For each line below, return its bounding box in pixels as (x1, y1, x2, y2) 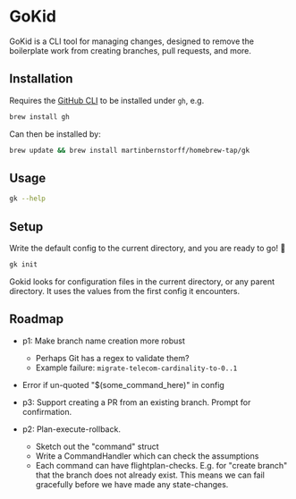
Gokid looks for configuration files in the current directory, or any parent (9, 275, 275, 287)
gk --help (9, 194, 47, 203)
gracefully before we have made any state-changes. (35, 478, 229, 489)
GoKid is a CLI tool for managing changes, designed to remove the (9, 36, 255, 47)
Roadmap (9, 311, 64, 327)
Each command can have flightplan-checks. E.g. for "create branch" (35, 460, 288, 470)
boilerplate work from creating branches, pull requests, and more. (9, 45, 252, 55)
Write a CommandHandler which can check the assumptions (35, 450, 259, 461)
